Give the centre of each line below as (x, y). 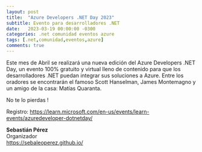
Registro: (17, 112)
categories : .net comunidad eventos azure (60, 34)
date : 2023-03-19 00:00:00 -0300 (51, 29)
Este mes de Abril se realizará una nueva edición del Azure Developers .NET (101, 62)
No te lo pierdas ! (28, 100)
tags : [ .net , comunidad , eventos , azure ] (55, 40)
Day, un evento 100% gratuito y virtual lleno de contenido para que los (93, 69)
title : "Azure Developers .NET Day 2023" (60, 17)
